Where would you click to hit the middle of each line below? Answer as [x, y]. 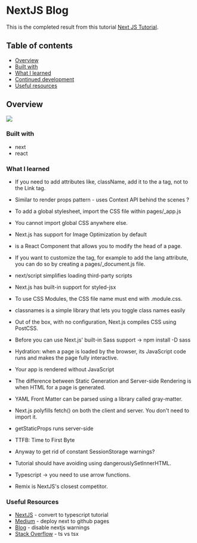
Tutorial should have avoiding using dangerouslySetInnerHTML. [93, 463]
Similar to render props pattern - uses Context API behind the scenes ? [102, 200]
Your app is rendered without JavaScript [64, 370]
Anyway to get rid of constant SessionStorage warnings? [85, 452]
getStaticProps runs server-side [54, 429]
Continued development [44, 79]
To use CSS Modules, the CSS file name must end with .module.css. [98, 299]
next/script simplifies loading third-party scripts [73, 276]
